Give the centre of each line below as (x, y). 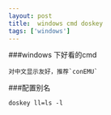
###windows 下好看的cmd (53, 55)
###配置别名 (30, 88)
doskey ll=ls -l (36, 103)
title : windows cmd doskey (56, 23)
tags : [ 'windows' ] (39, 31)
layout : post (30, 16)
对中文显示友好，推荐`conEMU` (53, 72)
